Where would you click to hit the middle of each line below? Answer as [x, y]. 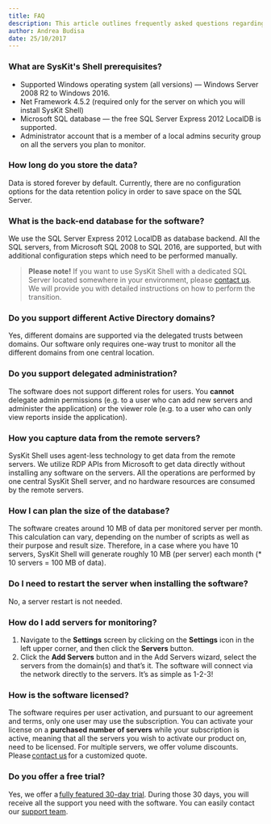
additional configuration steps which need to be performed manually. [123, 256]
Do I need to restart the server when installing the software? [128, 584]
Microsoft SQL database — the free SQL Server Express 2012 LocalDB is [141, 119]
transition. [45, 297]
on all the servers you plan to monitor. [83, 144]
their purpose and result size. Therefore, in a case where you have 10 [123, 545]
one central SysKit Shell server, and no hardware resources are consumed [132, 481]
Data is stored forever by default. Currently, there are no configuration [125, 183]
